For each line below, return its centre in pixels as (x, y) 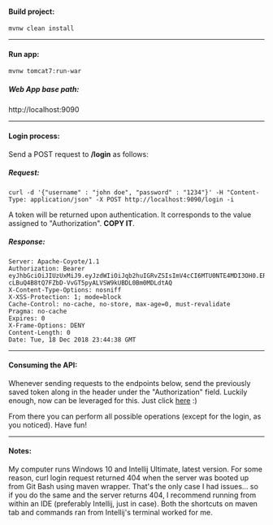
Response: (27, 242)
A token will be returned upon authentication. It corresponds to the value (130, 215)
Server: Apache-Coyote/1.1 (54, 261)
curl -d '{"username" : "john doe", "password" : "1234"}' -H (116, 192)
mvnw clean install (41, 28)
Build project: (32, 11)
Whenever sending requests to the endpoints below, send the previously (130, 383)
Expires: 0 (27, 318)
